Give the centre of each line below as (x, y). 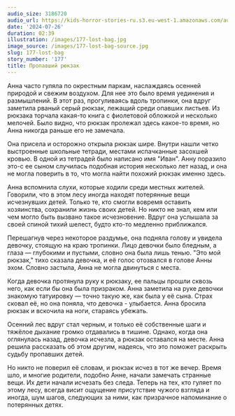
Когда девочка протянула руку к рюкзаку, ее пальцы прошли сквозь (110, 281)
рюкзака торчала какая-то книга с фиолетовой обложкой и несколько (112, 115)
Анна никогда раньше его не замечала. (66, 130)
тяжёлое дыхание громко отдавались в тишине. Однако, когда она (108, 331)
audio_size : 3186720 (37, 14)
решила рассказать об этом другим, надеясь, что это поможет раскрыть (117, 346)
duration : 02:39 (31, 33)
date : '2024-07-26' (36, 27)
